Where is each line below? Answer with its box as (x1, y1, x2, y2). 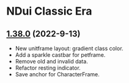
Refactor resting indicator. (15, 64, 81, 71)
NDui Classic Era (6, 4, 93, 18)
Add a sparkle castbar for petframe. (15, 51, 106, 59)
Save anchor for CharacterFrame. (15, 71, 100, 78)
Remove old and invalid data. (15, 58, 89, 65)
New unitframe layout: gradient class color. (15, 45, 123, 52)
